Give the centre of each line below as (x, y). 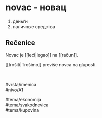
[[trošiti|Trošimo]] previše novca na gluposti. (51, 64)
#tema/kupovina (22, 110)
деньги (20, 21)
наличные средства (34, 26)
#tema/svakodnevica (27, 105)
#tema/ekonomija (23, 99)
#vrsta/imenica (21, 84)
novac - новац (36, 7)
